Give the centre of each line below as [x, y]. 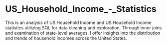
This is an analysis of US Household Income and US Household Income [79, 22]
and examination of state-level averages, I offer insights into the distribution [83, 33]
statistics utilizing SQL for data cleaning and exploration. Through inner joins [83, 27]
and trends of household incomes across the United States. [66, 38]
